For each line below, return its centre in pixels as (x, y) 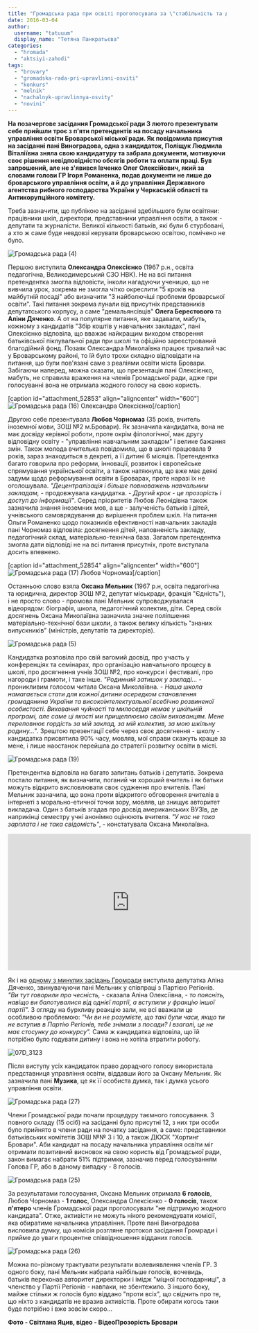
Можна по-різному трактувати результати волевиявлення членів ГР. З (113, 1264)
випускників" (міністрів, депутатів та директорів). (81, 630)
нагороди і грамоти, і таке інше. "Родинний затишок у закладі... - (105, 679)
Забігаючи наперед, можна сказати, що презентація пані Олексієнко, (111, 370)
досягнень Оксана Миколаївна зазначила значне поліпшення (99, 615)
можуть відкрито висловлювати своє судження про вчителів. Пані (107, 787)
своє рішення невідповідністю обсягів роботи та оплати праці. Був (110, 160)
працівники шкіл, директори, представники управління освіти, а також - (115, 218)
